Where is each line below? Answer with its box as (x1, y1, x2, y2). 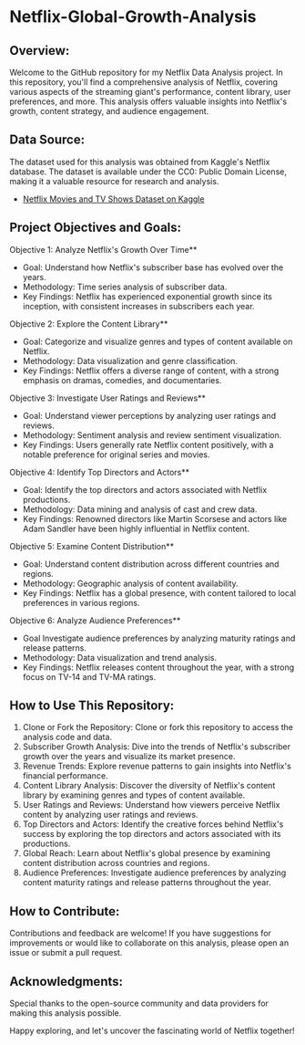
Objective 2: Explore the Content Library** (9, 318, 168, 329)
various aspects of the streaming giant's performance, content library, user (9, 87, 291, 97)
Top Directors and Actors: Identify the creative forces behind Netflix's (22, 819, 284, 830)
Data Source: (9, 132, 85, 148)
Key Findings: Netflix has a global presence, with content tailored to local (22, 587, 297, 599)
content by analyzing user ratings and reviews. (22, 810, 198, 820)
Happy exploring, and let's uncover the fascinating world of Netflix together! (9, 1025, 295, 1037)
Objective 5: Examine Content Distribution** (9, 540, 175, 551)
